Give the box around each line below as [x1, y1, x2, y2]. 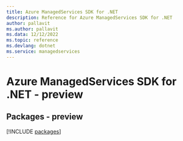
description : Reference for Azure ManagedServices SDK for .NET [6, 15, 173, 21]
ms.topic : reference [6, 37, 59, 43]
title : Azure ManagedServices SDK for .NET [6, 9, 119, 15]
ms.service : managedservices [6, 49, 80, 55]
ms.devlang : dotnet [6, 43, 56, 49]
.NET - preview [6, 88, 83, 101]
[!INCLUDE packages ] [6, 128, 61, 135]
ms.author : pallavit [6, 26, 59, 32]
